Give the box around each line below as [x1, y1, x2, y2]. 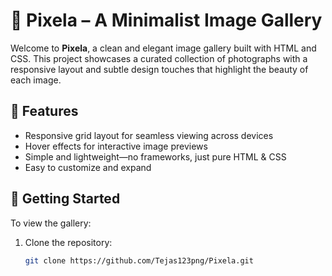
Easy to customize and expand [24, 161, 152, 173]
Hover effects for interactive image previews [24, 140, 208, 152]
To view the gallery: [10, 217, 92, 229]
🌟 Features [10, 103, 79, 120]
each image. [10, 74, 62, 86]
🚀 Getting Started [10, 190, 121, 208]
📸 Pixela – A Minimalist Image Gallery [10, 9, 323, 32]
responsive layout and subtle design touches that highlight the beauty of [10, 63, 309, 75]
